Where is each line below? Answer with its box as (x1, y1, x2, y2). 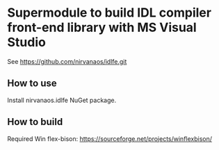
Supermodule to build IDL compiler (7, 5, 212, 21)
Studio (7, 35, 47, 50)
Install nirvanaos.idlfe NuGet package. (7, 96, 117, 104)
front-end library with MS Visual (7, 19, 197, 35)
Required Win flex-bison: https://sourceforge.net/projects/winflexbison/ (7, 134, 213, 143)
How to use (7, 78, 57, 90)
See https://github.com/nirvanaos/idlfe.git (7, 57, 127, 65)
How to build (7, 116, 63, 128)
